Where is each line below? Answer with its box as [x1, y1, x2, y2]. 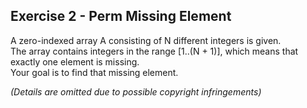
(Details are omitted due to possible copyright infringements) [10, 85, 262, 98]
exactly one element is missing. [10, 55, 140, 68]
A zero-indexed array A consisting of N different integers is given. [10, 34, 282, 46]
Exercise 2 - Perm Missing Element [10, 8, 232, 25]
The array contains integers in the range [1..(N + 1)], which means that [10, 45, 299, 57]
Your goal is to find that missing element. [10, 66, 179, 78]
